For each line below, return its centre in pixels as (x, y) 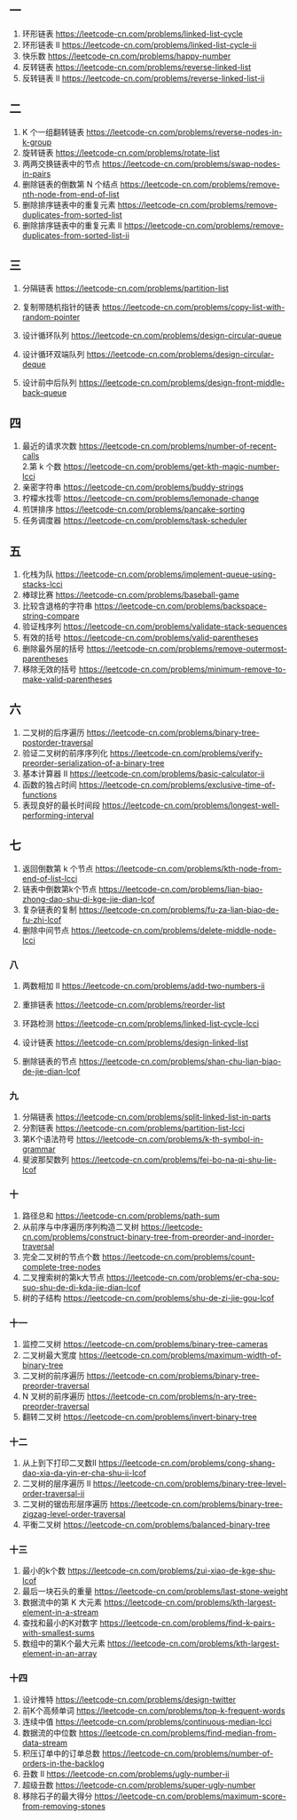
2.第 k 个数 (42, 467)
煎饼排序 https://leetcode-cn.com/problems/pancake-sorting (133, 509)
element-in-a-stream (60, 1612)
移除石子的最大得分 (57, 1796)
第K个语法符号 (48, 1139)
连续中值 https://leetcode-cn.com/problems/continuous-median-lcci (147, 1721)
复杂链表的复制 (49, 909)
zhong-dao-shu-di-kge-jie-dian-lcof (88, 898)
